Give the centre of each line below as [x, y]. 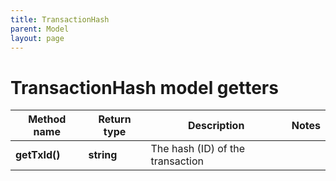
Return [115, 119]
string [103, 155]
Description [216, 126]
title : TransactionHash [60, 19]
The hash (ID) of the [198, 149]
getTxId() [38, 155]
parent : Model [40, 29]
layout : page [37, 38]
